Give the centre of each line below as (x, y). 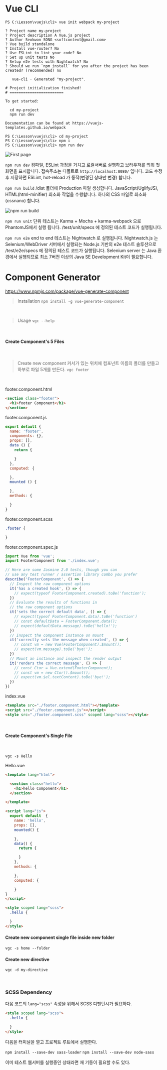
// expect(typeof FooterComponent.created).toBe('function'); (80, 593)
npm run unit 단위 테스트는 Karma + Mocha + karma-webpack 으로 (73, 221)
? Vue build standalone (30, 44)
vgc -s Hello (19, 756)
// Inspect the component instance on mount (57, 635)
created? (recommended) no (33, 70)
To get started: (22, 101)
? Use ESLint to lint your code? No (43, 53)
